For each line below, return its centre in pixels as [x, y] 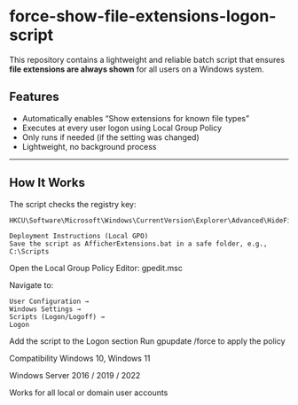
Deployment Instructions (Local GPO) [79, 236]
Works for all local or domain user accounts [89, 393]
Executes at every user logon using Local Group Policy [122, 128]
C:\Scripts [29, 251]
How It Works [47, 183]
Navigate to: [31, 284]
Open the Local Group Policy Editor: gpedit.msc [96, 268]
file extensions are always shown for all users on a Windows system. [137, 69]
